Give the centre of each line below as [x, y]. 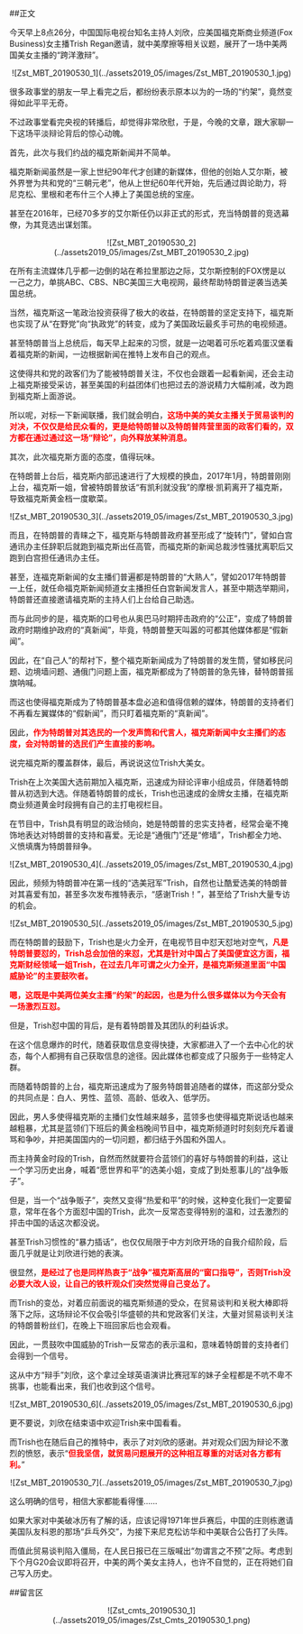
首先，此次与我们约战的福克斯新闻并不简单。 [92, 152]
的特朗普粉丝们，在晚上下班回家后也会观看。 [92, 1325]
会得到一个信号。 [41, 1356]
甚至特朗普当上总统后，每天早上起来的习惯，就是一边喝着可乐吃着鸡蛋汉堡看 [151, 343]
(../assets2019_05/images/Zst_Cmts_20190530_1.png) [151, 1620]
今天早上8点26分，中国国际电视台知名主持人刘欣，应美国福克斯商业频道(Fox [151, 32]
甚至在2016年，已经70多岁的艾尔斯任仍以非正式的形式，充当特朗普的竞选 [146, 213]
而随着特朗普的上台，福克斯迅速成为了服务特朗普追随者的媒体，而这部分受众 [151, 1086]
